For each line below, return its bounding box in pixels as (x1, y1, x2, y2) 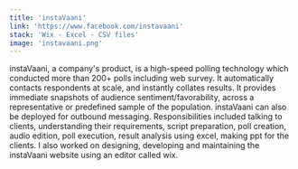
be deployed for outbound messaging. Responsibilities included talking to (9, 111, 283, 122)
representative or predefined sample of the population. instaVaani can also (9, 101, 287, 113)
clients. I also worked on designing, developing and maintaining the (9, 140, 260, 151)
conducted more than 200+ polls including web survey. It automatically (9, 73, 274, 84)
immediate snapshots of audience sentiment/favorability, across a (9, 92, 255, 103)
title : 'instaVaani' (9, 13, 88, 23)
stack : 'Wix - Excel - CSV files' (9, 30, 140, 39)
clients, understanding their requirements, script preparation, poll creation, (9, 121, 287, 132)
